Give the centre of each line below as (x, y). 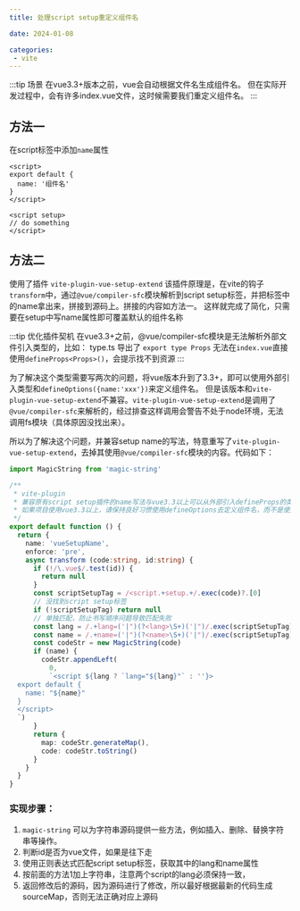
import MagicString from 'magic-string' (86, 469)
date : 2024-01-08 (42, 33)
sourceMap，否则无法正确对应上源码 (90, 897)
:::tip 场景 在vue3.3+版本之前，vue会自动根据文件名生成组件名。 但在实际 (144, 85)
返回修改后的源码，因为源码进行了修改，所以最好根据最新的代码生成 (147, 886)
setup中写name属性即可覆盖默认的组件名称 (104, 317)
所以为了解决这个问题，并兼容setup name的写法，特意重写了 (121, 441)
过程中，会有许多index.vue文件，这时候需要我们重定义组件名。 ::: (137, 96)
